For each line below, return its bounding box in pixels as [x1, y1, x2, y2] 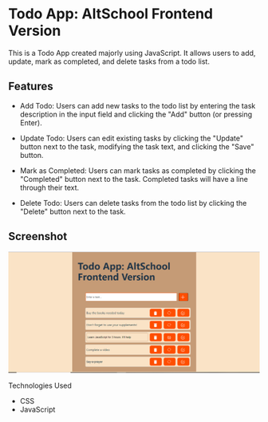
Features [8, 80, 53, 93]
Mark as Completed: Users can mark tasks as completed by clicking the [19, 165, 257, 176]
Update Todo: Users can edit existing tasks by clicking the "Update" [19, 133, 243, 143]
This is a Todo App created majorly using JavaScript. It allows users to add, [8, 48, 256, 57]
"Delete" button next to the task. [19, 207, 126, 216]
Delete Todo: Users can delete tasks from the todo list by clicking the [19, 198, 247, 207]
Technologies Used [8, 381, 72, 391]
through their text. [19, 183, 80, 192]
